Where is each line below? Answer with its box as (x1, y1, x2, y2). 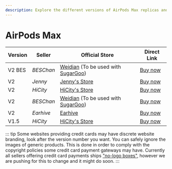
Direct (144, 48, 160, 55)
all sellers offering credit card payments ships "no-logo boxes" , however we (5, 152, 165, 159)
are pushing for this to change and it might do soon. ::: (5, 158, 120, 164)
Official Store (81, 51, 114, 58)
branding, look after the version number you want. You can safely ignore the (5, 136, 166, 142)
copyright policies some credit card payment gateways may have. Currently (5, 147, 165, 153)
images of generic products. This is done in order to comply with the (5, 141, 150, 147)
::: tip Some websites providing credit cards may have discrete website (5, 131, 155, 137)
